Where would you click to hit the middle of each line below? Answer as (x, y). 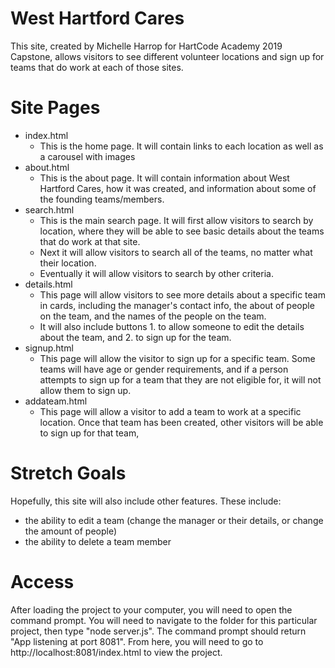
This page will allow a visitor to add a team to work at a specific (170, 411)
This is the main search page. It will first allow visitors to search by (176, 220)
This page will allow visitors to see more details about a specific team (182, 294)
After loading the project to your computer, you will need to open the (151, 609)
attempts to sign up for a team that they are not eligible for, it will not (180, 379)
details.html (48, 284)
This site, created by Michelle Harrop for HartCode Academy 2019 (146, 46)
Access (42, 582)
